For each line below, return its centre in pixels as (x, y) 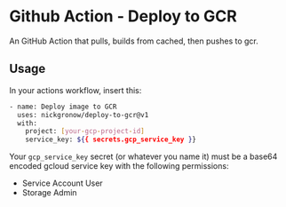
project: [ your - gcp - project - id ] (85, 131)
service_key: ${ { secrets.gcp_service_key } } (111, 139)
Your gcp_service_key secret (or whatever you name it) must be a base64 (143, 156)
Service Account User (63, 183)
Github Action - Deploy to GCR (123, 16)
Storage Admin (49, 193)
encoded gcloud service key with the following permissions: (119, 166)
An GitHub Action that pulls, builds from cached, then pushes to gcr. (134, 41)
